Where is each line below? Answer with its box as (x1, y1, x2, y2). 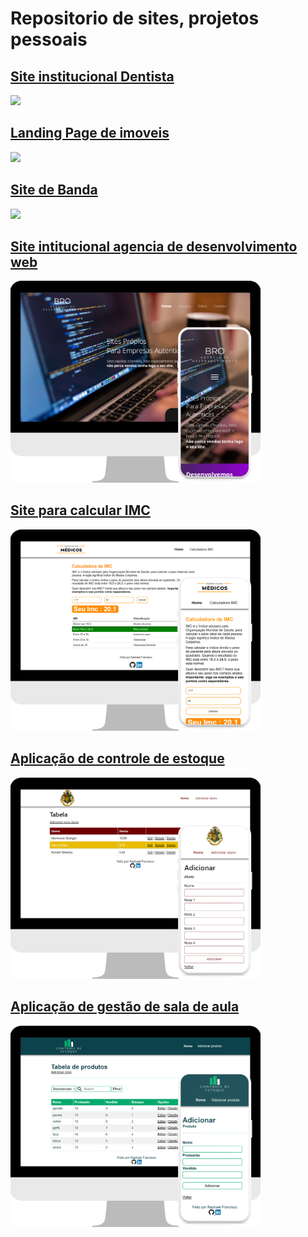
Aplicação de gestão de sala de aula (10, 998, 240, 1016)
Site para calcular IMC (10, 502, 151, 519)
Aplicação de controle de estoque (10, 750, 225, 767)
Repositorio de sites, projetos (10, 7, 260, 30)
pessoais (10, 28, 88, 51)
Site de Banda (10, 182, 98, 199)
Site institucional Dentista (10, 68, 175, 85)
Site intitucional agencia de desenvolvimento (10, 238, 298, 256)
